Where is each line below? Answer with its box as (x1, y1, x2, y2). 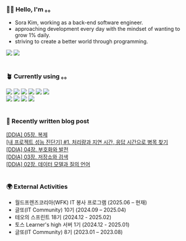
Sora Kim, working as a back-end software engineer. (14, 19, 143, 26)
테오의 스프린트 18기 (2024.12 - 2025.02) (14, 214, 111, 221)
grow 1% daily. (14, 31, 50, 39)
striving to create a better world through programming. (14, 38, 148, 45)
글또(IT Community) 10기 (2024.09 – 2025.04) (14, 206, 126, 214)
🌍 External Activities (6, 182, 68, 191)
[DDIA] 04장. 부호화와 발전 (6, 146, 69, 153)
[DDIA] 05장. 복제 (6, 131, 48, 138)
